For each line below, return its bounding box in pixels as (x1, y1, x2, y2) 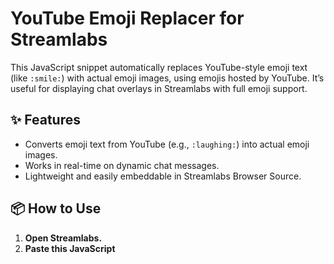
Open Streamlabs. (24, 232, 103, 244)
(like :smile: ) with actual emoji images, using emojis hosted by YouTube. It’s (10, 72, 325, 84)
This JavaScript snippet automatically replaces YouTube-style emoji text (10, 61, 308, 73)
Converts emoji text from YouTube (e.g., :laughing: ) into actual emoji (24, 138, 310, 150)
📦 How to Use (10, 200, 102, 217)
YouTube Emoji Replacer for (10, 7, 245, 30)
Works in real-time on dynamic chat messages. (24, 159, 220, 171)
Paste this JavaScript (24, 242, 116, 254)
